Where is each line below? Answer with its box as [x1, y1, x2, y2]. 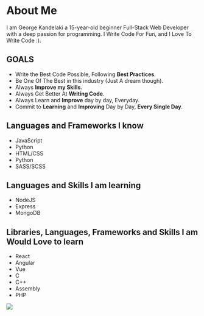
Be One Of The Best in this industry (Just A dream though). [15, 77, 163, 84]
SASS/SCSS [15, 163, 46, 170]
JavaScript [15, 136, 43, 144]
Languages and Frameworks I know [6, 121, 144, 131]
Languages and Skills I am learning [6, 180, 141, 191]
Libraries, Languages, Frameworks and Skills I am [6, 226, 199, 237]
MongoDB [15, 209, 41, 217]
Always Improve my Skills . [15, 83, 83, 91]
